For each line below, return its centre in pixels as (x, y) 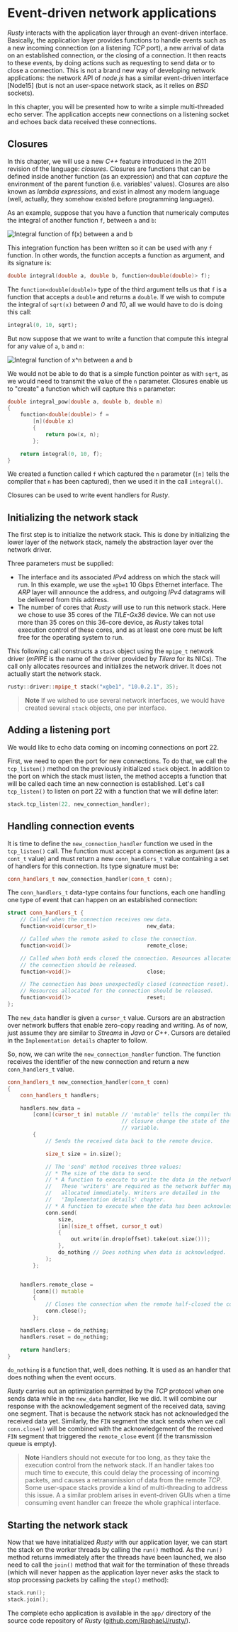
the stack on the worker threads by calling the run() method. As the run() (115, 1550)
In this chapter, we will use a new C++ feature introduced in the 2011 (107, 161)
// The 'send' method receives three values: (113, 1167)
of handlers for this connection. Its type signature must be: (93, 866)
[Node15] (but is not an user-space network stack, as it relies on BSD (108, 85)
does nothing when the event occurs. (62, 1377)
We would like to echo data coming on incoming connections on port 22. (113, 747)
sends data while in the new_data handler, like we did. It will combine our (112, 1399)
